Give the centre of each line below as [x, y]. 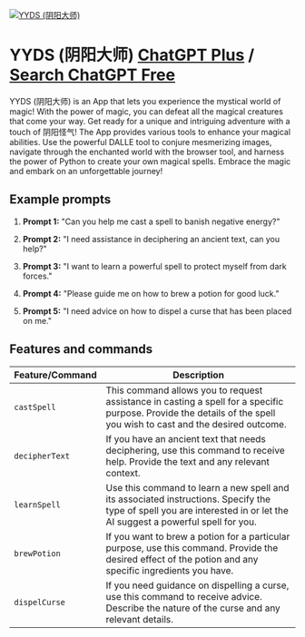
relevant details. [140, 619]
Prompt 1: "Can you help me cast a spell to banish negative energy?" [151, 221]
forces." [37, 276]
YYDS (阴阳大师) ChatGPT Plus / [132, 55]
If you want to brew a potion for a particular [198, 536]
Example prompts [60, 200]
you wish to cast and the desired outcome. [197, 424]
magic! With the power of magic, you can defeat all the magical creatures [147, 111]
